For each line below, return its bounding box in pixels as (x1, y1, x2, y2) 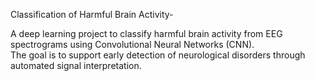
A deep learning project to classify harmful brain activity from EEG (10, 28, 283, 39)
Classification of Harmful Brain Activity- (10, 9, 174, 20)
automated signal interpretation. (10, 60, 142, 71)
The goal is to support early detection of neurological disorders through (10, 49, 306, 61)
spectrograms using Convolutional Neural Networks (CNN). (10, 39, 255, 50)
